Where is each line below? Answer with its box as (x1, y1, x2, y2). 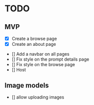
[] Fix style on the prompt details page (11, 56, 90, 62)
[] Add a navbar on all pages (11, 51, 70, 57)
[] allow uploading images (11, 94, 64, 100)
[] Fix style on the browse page (11, 62, 75, 68)
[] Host (11, 67, 26, 73)
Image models (4, 81, 49, 89)
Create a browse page (11, 35, 57, 41)
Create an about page (11, 41, 56, 47)
